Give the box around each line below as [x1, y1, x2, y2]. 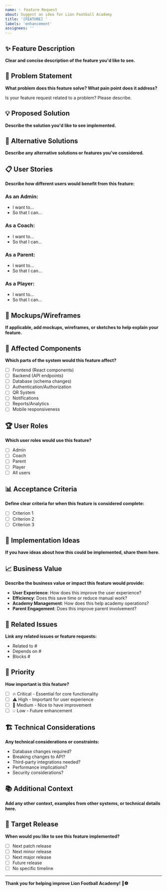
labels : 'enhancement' [5, 21, 52, 26]
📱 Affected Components [5, 344, 82, 352]
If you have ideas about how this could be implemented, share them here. [5, 550, 160, 556]
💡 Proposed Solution [5, 109, 70, 117]
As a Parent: [5, 251, 35, 258]
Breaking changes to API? [12, 754, 66, 760]
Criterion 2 [12, 516, 35, 522]
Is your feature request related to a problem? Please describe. [5, 95, 132, 101]
